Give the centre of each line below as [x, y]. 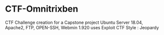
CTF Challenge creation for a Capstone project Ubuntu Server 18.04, [74, 22]
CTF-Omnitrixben [42, 9]
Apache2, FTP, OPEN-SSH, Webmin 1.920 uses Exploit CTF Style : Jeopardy [82, 27]
